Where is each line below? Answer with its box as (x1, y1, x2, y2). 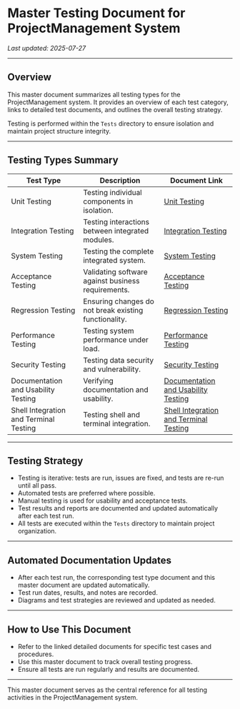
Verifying (83, 376, 114, 386)
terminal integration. (83, 418, 151, 428)
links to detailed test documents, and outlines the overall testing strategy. (7, 105, 223, 114)
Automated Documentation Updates (7, 554, 171, 566)
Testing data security (83, 355, 154, 365)
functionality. (83, 314, 127, 324)
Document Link (170, 175, 224, 185)
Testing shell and (83, 409, 141, 419)
